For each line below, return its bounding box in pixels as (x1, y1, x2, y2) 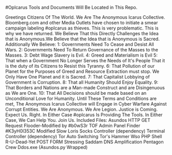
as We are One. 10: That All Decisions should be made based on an (5, 90, 147, 96)
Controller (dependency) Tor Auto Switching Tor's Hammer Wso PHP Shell (5, 134, 162, 139)
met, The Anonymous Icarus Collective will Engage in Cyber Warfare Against (5, 101, 167, 107)
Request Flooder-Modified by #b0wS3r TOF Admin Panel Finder (5, 122, 141, 128)
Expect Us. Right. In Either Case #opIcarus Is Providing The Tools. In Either (5, 112, 163, 118)
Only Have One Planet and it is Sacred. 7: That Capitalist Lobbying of (5, 74, 150, 80)
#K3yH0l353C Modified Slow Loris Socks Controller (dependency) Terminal (5, 128, 165, 134)
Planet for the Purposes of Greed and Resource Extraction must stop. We (5, 68, 160, 74)
